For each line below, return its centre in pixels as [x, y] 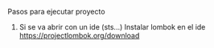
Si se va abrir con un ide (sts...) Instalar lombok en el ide [112, 27]
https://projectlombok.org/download [79, 36]
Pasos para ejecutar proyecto [56, 12]
